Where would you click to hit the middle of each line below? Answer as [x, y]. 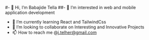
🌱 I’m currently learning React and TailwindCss [59, 22]
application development [30, 13]
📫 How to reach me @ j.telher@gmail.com [54, 32]
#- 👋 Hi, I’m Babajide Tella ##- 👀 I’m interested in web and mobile [70, 7]
